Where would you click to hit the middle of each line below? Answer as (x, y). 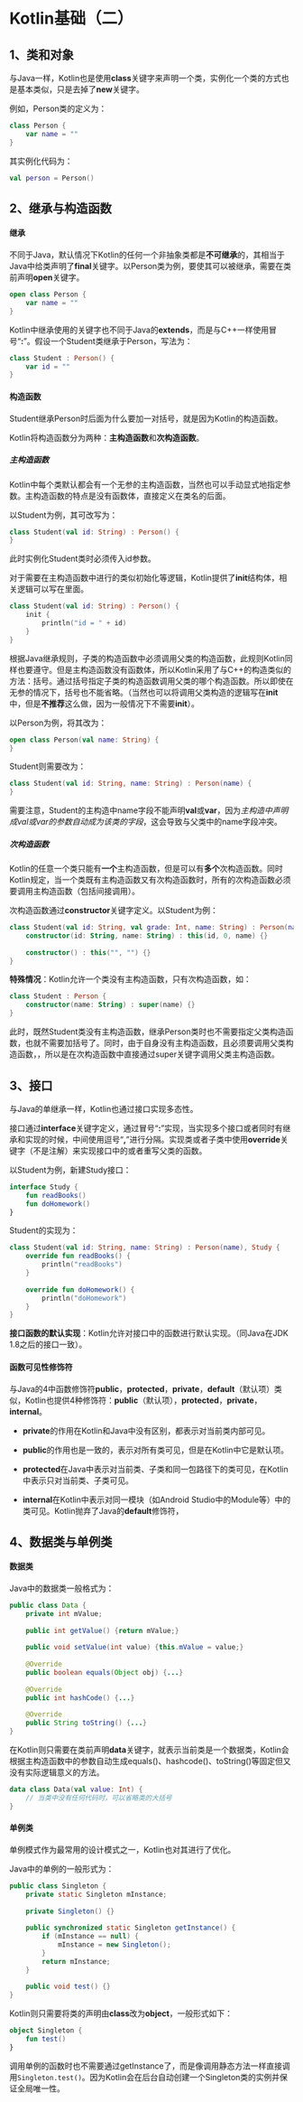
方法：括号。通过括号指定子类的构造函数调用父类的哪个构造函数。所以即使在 (151, 681)
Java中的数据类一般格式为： (62, 1588)
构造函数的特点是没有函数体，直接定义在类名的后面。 (132, 495)
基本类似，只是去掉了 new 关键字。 (80, 89)
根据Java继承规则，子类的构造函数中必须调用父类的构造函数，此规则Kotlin (147, 658)
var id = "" (48, 367)
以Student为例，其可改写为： (64, 515)
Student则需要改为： (48, 766)
